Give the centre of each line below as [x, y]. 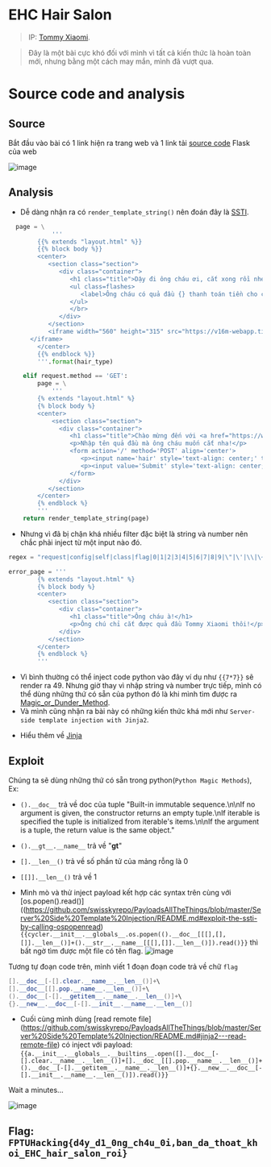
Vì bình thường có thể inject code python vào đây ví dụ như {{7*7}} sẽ [137, 677]
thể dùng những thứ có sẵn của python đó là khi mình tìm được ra [129, 694]
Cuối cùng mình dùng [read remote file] [85, 1019]
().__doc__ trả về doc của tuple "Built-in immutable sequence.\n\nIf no [138, 804]
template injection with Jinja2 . [94, 720]
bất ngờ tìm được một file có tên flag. [81, 951]
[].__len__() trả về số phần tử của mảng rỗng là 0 [104, 861]
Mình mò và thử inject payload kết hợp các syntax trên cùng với [125, 892]
